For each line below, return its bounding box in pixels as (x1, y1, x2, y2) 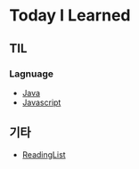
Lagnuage (9, 68, 54, 80)
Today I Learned (9, 5, 131, 26)
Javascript (21, 97, 61, 108)
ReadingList (21, 149, 66, 160)
